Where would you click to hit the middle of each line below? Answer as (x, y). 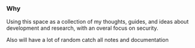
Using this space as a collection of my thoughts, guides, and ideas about (97, 22)
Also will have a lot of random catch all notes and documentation (87, 40)
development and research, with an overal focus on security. (82, 28)
